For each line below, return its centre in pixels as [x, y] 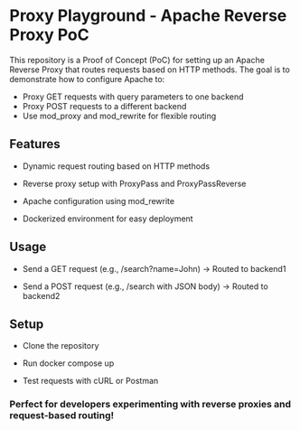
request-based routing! [62, 416]
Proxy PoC [49, 35]
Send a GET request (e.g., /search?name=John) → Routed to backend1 [154, 268]
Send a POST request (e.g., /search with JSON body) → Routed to [145, 286]
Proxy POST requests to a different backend [104, 106]
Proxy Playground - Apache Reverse [148, 16]
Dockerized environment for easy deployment [108, 219]
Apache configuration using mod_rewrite [98, 201]
